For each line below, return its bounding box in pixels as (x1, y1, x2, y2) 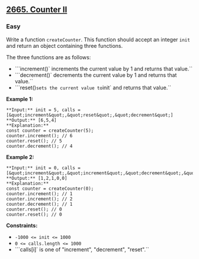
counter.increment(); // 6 (6, 132, 73, 138)
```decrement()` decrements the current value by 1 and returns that (14, 71, 177, 79)
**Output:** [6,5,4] (6, 117, 57, 123)
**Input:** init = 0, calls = (6, 165, 81, 171)
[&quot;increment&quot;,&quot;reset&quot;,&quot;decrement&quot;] (6, 112, 174, 118)
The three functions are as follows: (6, 53, 91, 61)
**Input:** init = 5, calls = (6, 106, 81, 113)
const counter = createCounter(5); (6, 127, 94, 134)
